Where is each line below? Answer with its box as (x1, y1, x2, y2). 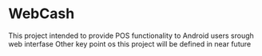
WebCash (8, 5, 75, 23)
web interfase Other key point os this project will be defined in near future (8, 39, 252, 48)
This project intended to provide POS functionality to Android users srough (8, 31, 254, 40)
